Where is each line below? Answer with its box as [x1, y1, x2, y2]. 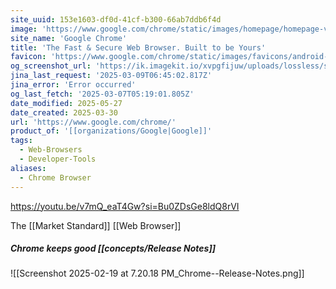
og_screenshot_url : [10, 61, 92, 71]
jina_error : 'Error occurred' [10, 80, 137, 90]
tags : [10, 136, 33, 146]
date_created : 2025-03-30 [10, 107, 118, 118]
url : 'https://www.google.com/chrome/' [10, 117, 177, 127]
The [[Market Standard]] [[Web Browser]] [10, 219, 182, 231]
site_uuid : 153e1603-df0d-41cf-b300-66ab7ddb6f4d [10, 14, 222, 25]
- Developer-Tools [19, 154, 97, 164]
